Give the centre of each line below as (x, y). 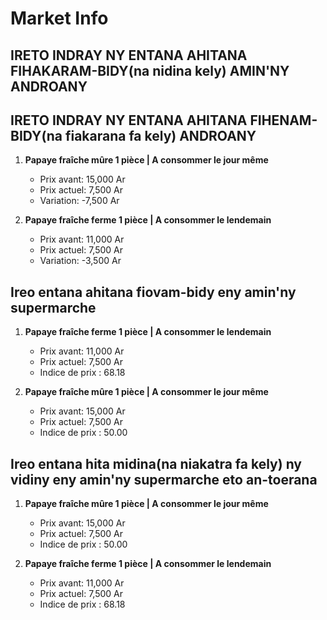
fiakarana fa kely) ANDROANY (160, 135)
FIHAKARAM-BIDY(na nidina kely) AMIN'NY (150, 70)
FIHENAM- (283, 120)
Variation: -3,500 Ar (80, 261)
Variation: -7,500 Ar (79, 201)
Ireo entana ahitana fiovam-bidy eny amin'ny (153, 292)
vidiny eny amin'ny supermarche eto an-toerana (164, 479)
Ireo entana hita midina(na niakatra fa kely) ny (156, 463)
